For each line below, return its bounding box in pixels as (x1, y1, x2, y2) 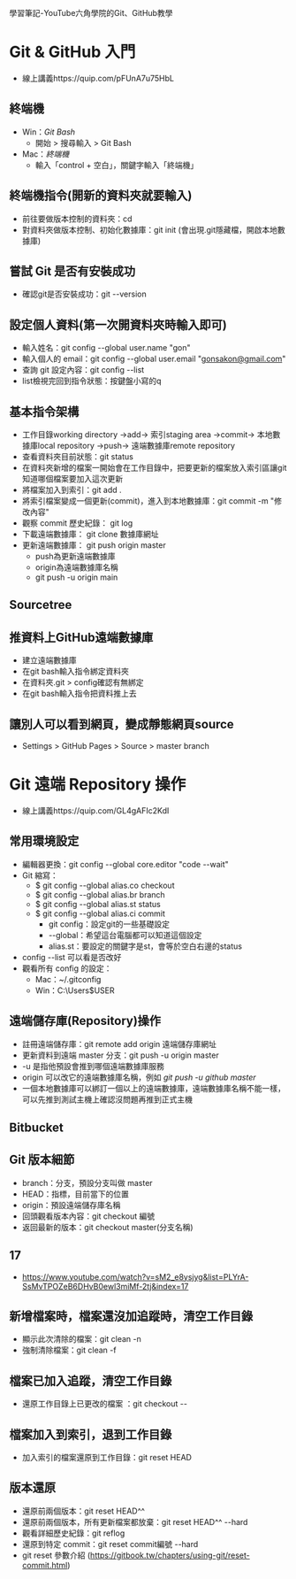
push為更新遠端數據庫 (34, 551, 117, 561)
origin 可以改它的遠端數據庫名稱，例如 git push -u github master (21, 1072, 256, 1082)
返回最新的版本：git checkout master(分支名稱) (21, 1221, 194, 1232)
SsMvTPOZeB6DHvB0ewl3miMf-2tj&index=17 (21, 1281, 189, 1291)
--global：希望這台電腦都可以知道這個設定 (48, 929, 202, 940)
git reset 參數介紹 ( (21, 1550, 91, 1560)
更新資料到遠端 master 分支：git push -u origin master (21, 1050, 219, 1060)
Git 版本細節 (9, 1152, 75, 1167)
